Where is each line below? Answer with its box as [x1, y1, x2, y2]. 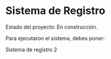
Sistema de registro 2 [5, 46, 58, 53]
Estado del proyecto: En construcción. [5, 23, 98, 30]
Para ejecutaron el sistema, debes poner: [5, 34, 105, 41]
